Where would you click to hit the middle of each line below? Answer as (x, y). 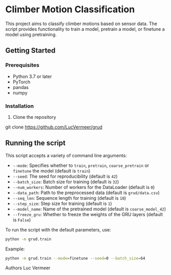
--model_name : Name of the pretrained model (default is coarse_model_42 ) (89, 209)
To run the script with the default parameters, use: (58, 229)
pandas (21, 87)
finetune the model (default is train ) (51, 171)
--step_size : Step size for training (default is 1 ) (62, 203)
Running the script (35, 143)
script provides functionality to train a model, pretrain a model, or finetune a (85, 29)
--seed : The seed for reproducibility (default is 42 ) (65, 176)
